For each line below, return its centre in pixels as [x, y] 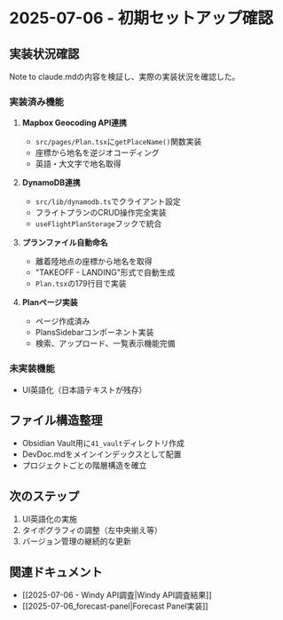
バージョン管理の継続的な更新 [76, 541]
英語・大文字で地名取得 [78, 164]
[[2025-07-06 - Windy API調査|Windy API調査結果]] [117, 595]
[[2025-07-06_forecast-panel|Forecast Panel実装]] [115, 606]
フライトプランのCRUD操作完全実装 [101, 213]
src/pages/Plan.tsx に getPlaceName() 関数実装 [118, 142]
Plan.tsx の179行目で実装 [81, 284]
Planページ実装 [50, 302]
